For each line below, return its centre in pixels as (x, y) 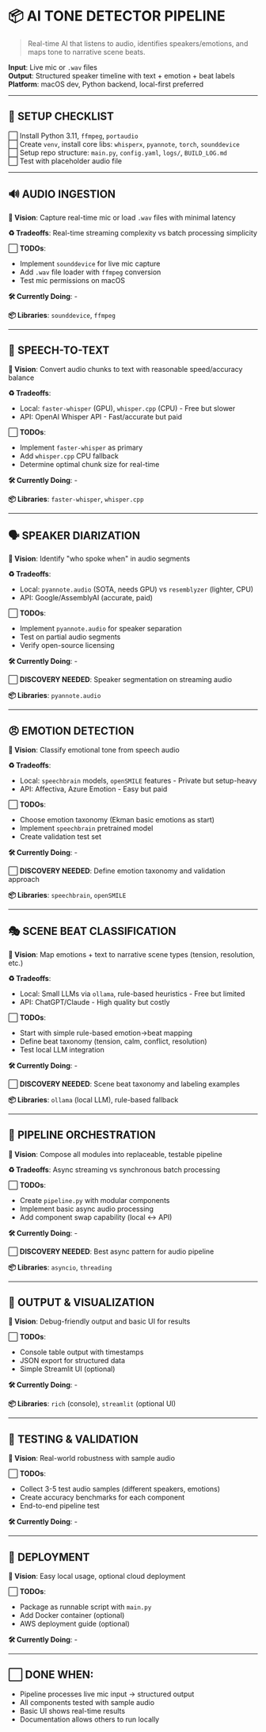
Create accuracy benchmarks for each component (102, 1497)
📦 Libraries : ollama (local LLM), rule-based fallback (93, 1099)
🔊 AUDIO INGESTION (62, 195)
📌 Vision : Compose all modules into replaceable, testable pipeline (116, 1154)
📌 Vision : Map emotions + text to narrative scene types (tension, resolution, (132, 954)
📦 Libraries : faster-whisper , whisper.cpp (76, 499)
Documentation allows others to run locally (89, 1719)
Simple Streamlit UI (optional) (67, 1369)
